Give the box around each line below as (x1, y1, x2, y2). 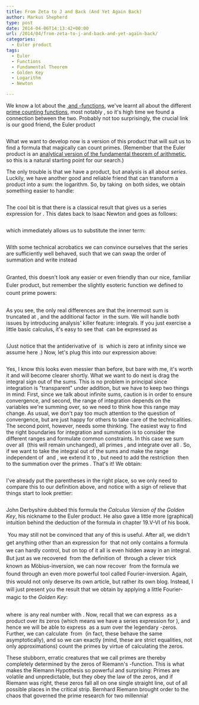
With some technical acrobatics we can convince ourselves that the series (6, 244, 188, 250)
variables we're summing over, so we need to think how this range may (6, 404, 180, 410)
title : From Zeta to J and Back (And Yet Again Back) (6, 8, 143, 15)
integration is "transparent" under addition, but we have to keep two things (6, 385, 189, 391)
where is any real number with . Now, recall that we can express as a (6, 611, 177, 618)
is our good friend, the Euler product (6, 121, 96, 128)
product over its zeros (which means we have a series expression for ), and (6, 618, 191, 624)
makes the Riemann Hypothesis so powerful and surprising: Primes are (6, 667, 180, 673)
